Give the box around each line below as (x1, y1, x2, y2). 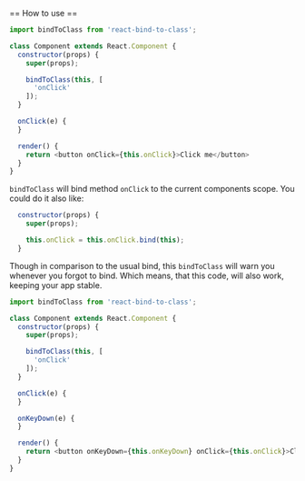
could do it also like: (9, 193, 84, 204)
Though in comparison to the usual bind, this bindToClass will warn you (9, 260, 275, 271)
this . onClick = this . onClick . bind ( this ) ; (25, 235, 184, 245)
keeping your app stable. (9, 279, 103, 290)
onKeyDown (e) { (17, 414, 75, 423)
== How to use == (9, 8, 78, 18)
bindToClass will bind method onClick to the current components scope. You (9, 184, 295, 195)
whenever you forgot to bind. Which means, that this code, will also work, (9, 270, 284, 281)
